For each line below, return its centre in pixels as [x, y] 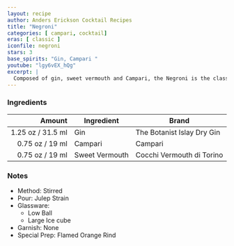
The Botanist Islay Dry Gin [178, 132]
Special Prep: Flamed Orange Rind [67, 235]
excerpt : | [23, 72]
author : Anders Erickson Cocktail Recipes [70, 20]
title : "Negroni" [32, 26]
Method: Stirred [40, 190]
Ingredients [27, 103]
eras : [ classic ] [34, 40]
